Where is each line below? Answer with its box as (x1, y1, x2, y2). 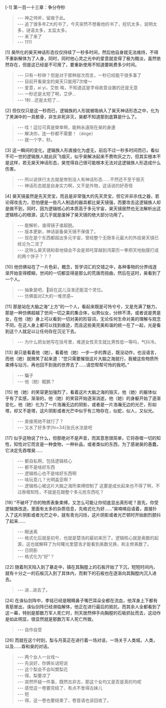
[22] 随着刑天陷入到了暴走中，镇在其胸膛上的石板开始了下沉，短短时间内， (5, 564, 158, 570)
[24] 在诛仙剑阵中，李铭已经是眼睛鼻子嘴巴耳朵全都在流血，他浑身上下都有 (5, 597, 158, 603)
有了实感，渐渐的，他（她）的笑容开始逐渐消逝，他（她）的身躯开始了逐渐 (9, 395, 161, 401)
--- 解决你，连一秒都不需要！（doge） (17, 130, 96, 136)
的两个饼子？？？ (17, 254, 52, 259)
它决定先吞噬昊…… (5, 448, 43, 453)
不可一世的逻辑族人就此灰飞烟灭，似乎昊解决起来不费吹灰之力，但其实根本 (5, 153, 157, 159)
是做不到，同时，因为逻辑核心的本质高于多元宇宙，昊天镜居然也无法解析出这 (5, 205, 161, 211)
